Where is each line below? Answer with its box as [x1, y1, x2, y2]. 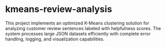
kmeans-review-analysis [5, 3, 112, 15]
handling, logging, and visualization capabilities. [5, 36, 105, 42]
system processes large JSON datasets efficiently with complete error [5, 30, 151, 36]
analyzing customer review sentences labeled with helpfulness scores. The [5, 25, 161, 31]
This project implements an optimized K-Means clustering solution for [5, 20, 149, 26]
